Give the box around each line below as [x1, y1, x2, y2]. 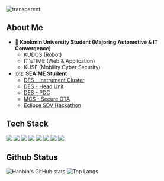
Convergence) [14, 44, 52, 51]
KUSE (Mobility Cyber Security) [23, 63, 101, 70]
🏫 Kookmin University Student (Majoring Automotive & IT [14, 38, 158, 46]
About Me [6, 22, 43, 33]
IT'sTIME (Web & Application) [23, 57, 95, 64]
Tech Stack [6, 119, 49, 129]
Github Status [6, 153, 58, 163]
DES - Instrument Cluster [23, 76, 85, 83]
